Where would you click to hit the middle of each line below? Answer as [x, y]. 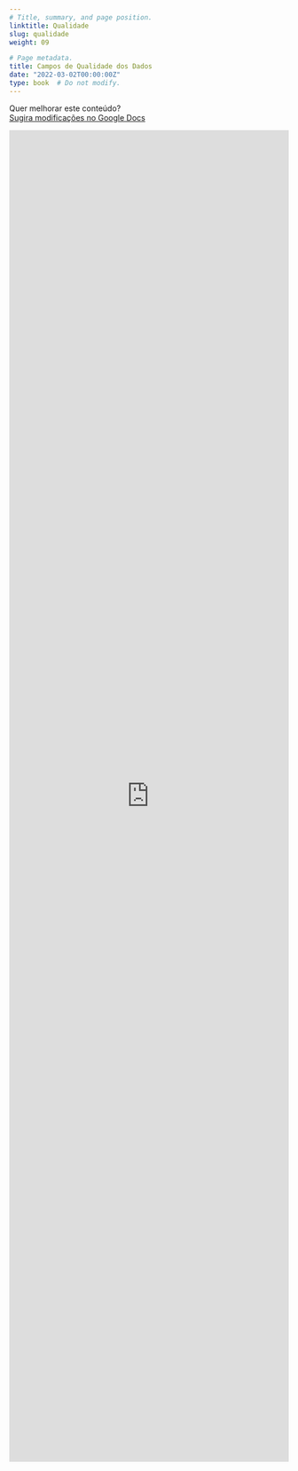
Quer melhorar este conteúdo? [65, 108]
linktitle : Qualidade [49, 26]
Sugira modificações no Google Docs [78, 117]
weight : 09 [29, 42]
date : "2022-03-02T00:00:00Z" [65, 75]
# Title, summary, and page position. [81, 17]
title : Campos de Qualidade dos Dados [81, 67]
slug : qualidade [39, 34]
